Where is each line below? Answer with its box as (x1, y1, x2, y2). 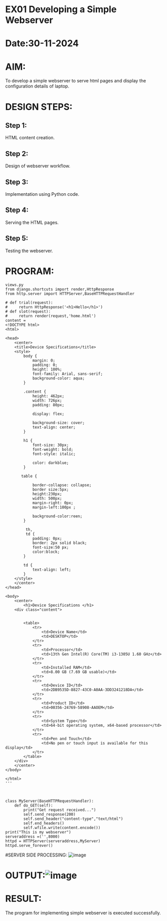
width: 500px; (32, 496, 62, 501)
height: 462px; (32, 393, 65, 399)
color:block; (32, 549, 60, 554)
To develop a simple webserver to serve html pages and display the (5, 78, 146, 84)
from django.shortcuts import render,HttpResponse (5, 286, 114, 292)
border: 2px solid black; (32, 540, 87, 545)
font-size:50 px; (32, 545, 69, 550)
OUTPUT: (5, 870, 46, 881)
